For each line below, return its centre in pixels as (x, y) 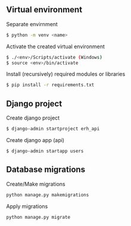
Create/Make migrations (36, 184)
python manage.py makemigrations (48, 195)
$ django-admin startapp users (45, 151)
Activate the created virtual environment (56, 46)
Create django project (33, 118)
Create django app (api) (35, 140)
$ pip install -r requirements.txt (50, 85)
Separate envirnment (32, 24)
